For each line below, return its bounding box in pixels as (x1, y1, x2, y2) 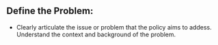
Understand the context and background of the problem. (16, 30, 176, 38)
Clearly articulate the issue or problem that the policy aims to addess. (16, 23, 213, 31)
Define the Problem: (6, 5, 94, 17)
